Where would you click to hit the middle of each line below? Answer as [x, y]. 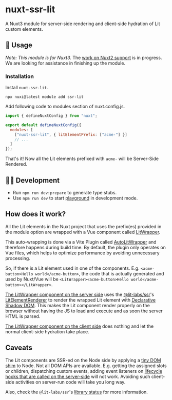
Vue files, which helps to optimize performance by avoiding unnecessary [82, 253]
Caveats [19, 348]
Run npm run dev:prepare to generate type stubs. [65, 192]
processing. [18, 258]
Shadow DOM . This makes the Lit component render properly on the [78, 305]
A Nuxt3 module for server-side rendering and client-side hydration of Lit [83, 24]
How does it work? [36, 214]
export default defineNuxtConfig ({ [43, 125]
